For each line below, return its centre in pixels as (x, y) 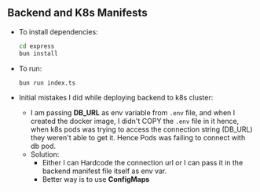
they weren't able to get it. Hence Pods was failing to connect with (138, 138)
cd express (37, 46)
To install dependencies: (59, 31)
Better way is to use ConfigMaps (96, 179)
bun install (38, 53)
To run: (30, 68)
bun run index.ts (47, 83)
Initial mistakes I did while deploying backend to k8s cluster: (116, 98)
